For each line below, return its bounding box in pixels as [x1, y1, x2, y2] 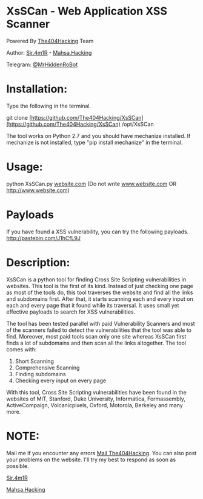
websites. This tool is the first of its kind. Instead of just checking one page [6, 282, 194, 289]
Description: [6, 255, 70, 269]
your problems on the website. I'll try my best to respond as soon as [6, 456, 176, 463]
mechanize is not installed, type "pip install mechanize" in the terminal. [6, 139, 183, 146]
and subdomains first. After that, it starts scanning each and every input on [6, 295, 194, 302]
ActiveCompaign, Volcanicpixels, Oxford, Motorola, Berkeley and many [6, 401, 183, 408]
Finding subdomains [15, 370, 66, 377]
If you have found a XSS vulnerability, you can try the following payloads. [6, 228, 189, 235]
